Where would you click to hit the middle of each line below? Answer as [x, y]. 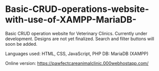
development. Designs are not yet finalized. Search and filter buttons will [80, 39]
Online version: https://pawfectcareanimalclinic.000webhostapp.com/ [77, 63]
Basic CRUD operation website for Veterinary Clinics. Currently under [76, 33]
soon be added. [21, 44]
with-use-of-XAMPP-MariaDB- [71, 20]
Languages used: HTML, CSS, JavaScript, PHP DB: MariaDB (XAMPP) [77, 54]
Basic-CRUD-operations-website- [77, 9]
